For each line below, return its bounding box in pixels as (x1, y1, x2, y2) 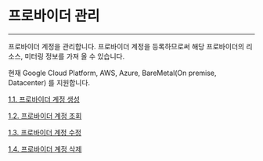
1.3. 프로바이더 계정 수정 (8, 127, 82, 137)
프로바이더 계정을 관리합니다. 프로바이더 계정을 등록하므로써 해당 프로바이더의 (8, 41, 245, 51)
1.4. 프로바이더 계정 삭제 (8, 144, 82, 153)
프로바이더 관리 (8, 7, 100, 25)
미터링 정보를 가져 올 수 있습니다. (24, 52, 125, 61)
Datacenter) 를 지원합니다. (8, 77, 91, 87)
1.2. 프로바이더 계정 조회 (8, 111, 82, 120)
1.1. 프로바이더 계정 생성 (8, 95, 80, 104)
